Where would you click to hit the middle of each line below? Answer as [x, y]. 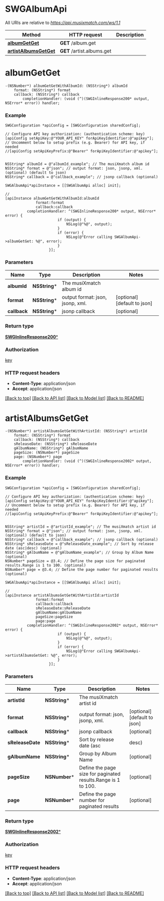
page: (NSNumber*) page [38, 457]
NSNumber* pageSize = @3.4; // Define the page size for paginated [75, 561]
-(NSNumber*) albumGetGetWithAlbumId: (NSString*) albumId [66, 86]
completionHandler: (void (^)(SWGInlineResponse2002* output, [87, 461]
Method [31, 34]
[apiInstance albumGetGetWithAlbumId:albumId [52, 199]
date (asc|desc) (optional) [34, 548]
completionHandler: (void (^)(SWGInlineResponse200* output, [86, 99]
